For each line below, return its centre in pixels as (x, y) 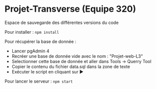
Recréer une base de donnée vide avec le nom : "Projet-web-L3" (77, 56)
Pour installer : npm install (32, 32)
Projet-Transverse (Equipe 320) (70, 9)
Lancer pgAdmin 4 (30, 51)
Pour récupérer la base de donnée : (40, 41)
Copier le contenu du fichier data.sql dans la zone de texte (71, 67)
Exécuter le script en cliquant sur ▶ (48, 71)
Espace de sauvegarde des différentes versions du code (62, 22)
